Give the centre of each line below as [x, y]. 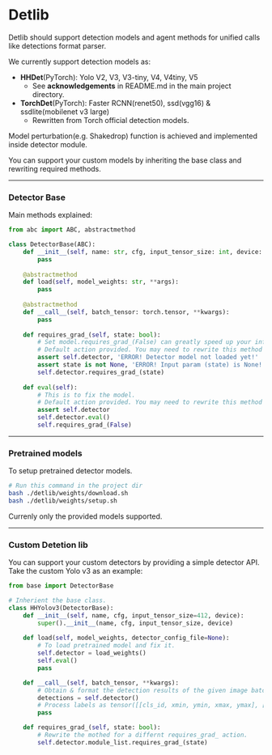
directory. [48, 94]
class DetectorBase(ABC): [52, 244]
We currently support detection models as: [80, 62]
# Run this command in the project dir [76, 486]
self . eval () [58, 661]
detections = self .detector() [88, 698]
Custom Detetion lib [48, 545]
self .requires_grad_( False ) [85, 425]
